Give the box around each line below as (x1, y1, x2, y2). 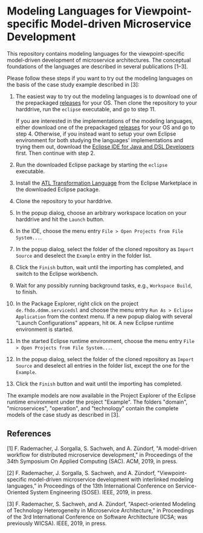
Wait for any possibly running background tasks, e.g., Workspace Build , (15, 281, 193, 289)
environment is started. (15, 325, 74, 333)
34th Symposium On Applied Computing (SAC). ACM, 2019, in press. (7, 457, 178, 465)
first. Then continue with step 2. (15, 149, 95, 157)
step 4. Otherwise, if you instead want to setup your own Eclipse (15, 130, 176, 137)
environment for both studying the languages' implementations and (15, 136, 184, 143)
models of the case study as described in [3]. (7, 411, 120, 418)
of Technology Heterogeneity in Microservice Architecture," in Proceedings (7, 506, 194, 514)
